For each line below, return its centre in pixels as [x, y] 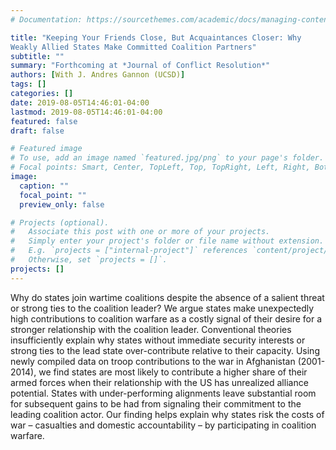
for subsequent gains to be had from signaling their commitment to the [156, 403]
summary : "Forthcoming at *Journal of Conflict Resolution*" [140, 66]
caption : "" [44, 186]
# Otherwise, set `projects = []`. [89, 260]
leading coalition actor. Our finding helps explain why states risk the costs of [167, 414]
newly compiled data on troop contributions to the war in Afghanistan [153, 361]
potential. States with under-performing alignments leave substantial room [163, 393]
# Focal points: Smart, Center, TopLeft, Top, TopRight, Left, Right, [160, 167]
